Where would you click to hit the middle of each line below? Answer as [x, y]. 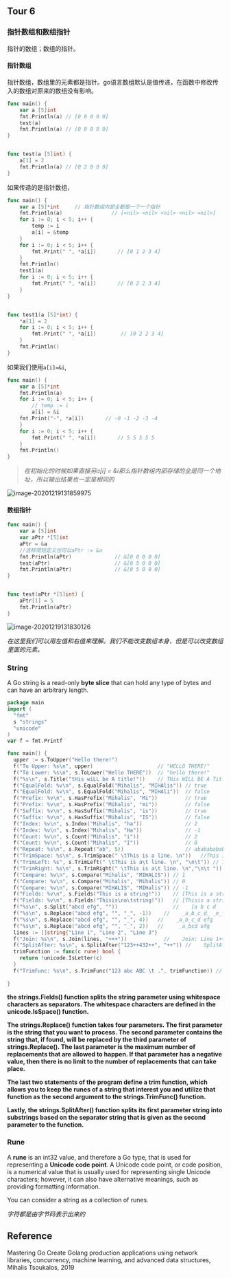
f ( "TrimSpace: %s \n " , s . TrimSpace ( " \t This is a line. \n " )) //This [116, 856]
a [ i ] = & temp [50, 232]
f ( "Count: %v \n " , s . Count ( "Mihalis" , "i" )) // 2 [106, 836]
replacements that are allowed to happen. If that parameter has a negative [115, 1054]
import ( [20, 709]
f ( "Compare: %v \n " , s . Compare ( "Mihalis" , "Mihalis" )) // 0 [99, 881]
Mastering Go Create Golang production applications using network [102, 1253]
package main [26, 703]
